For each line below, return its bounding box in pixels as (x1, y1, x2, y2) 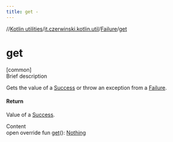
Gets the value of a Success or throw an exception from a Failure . (6, 84, 167, 91)
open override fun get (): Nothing (6, 129, 86, 136)
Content (6, 122, 26, 129)
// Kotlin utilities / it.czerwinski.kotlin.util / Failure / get (6, 25, 127, 32)
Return (6, 98, 24, 105)
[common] (6, 66, 32, 73)
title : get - (6, 8, 39, 15)
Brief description (6, 72, 48, 80)
